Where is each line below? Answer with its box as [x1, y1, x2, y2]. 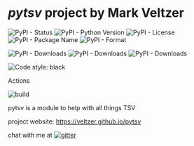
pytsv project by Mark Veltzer [8, 5, 185, 21]
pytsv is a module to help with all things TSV [8, 103, 136, 112]
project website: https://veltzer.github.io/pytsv [8, 117, 141, 126]
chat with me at [8, 131, 53, 139]
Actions [8, 76, 30, 85]
